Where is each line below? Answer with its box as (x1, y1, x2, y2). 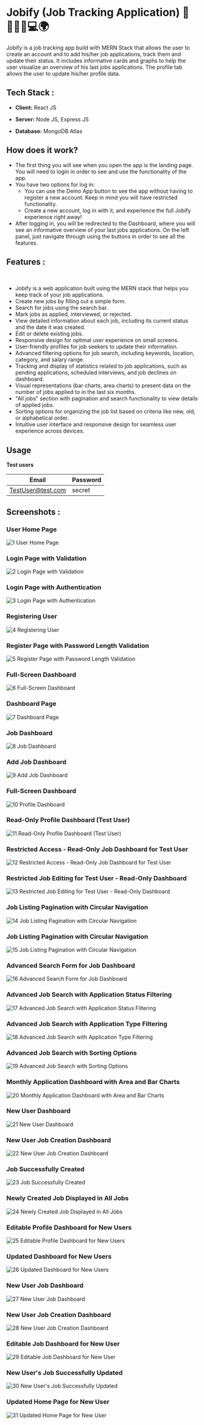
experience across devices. (15, 427, 85, 435)
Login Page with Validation (6, 554, 87, 562)
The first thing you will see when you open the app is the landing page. (15, 161, 194, 168)
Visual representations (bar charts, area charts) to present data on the (15, 382, 191, 389)
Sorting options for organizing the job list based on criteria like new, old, (15, 408, 196, 415)
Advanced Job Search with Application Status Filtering (6, 991, 172, 999)
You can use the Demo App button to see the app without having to (24, 187, 193, 195)
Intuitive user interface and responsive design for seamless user (15, 421, 177, 428)
